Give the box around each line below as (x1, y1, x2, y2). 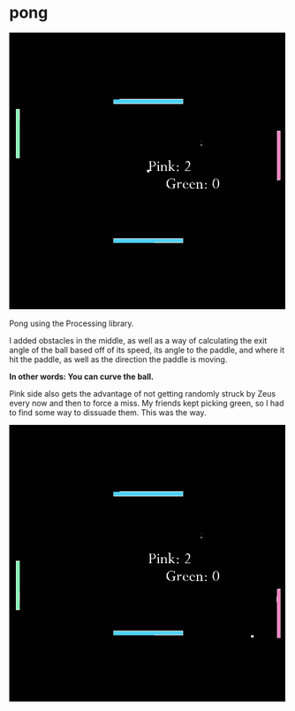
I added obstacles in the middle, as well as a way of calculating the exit (9, 335, 268, 345)
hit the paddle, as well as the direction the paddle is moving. (9, 353, 228, 365)
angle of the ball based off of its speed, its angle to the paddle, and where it (9, 344, 285, 355)
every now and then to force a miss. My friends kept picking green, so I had (9, 398, 284, 408)
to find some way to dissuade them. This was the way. (9, 406, 207, 418)
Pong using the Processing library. (9, 318, 134, 328)
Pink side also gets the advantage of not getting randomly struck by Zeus (9, 388, 276, 398)
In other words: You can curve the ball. (9, 371, 155, 382)
